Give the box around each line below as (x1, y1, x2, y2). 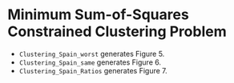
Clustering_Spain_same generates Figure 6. (18, 57, 162, 67)
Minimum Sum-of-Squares (7, 6, 189, 24)
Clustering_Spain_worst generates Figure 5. (18, 49, 165, 58)
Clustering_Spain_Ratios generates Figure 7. (18, 65, 167, 75)
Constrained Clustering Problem (7, 22, 227, 41)
